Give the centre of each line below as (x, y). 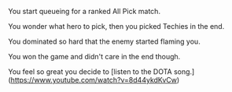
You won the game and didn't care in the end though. (94, 57)
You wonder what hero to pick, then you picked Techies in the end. (116, 26)
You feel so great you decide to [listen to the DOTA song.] (101, 72)
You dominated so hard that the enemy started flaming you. (104, 41)
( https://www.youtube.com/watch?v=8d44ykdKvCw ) (94, 80)
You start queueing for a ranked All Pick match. (85, 11)
